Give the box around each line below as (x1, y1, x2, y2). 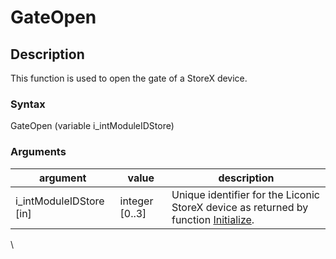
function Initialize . (171, 212, 255, 226)
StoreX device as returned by (171, 200, 309, 214)
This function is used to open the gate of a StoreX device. (10, 72, 248, 84)
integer (119, 194, 154, 208)
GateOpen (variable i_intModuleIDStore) (10, 120, 175, 132)
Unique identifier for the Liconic (171, 187, 320, 201)
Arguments (10, 145, 67, 159)
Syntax (10, 97, 46, 111)
